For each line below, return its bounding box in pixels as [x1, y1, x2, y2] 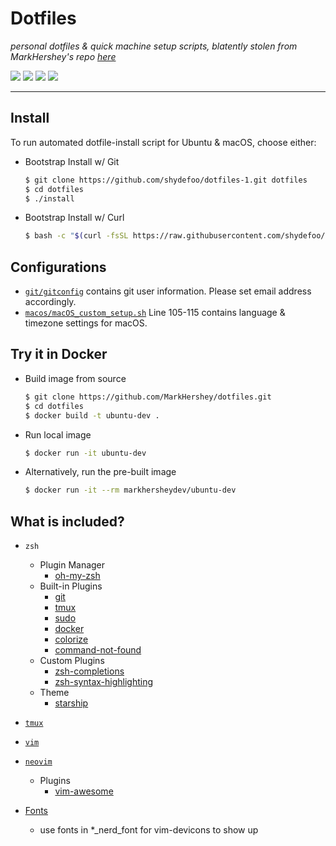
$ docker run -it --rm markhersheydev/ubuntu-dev [24, 485, 237, 496]
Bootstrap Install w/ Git [24, 155, 120, 167]
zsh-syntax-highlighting [54, 676, 154, 688]
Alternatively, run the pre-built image [24, 466, 177, 478]
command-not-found [54, 644, 142, 656]
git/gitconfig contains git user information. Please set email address [24, 285, 312, 297]
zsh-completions [54, 665, 125, 677]
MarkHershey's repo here [10, 50, 117, 62]
